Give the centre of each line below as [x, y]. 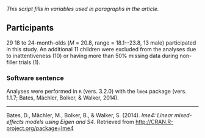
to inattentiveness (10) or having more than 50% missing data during [92, 56]
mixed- [183, 115]
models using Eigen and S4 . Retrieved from [80, 122]
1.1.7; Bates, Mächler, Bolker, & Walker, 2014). [63, 98]
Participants [30, 28]
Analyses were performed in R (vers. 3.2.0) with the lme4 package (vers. [97, 92]
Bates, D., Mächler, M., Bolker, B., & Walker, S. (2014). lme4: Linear [90, 115]
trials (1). [30, 62]
